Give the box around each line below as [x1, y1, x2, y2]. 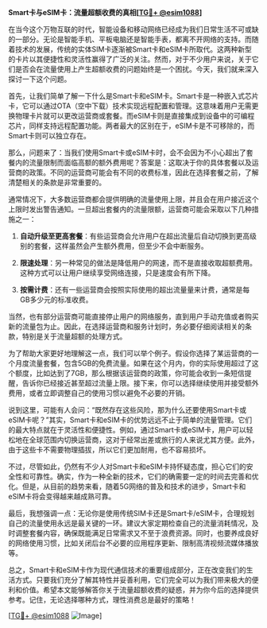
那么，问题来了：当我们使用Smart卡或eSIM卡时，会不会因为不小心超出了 [8, 148, 246, 157]
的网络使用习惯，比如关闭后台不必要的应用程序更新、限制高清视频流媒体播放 [8, 538, 259, 548]
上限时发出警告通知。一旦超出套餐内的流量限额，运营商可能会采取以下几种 [8, 204, 252, 214]
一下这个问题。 [21, 75, 72, 83]
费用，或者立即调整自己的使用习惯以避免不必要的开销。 [8, 389, 189, 397]
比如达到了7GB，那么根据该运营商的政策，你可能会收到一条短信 [35, 369, 245, 378]
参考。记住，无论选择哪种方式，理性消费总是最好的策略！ [8, 595, 196, 604]
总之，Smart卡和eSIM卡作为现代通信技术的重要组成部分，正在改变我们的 [8, 565, 246, 575]
